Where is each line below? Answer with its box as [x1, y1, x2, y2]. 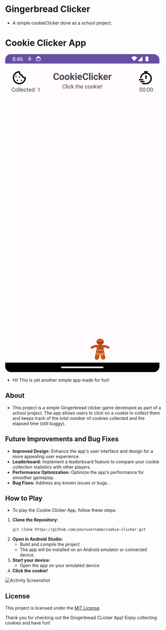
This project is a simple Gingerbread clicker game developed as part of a [12, 404, 161, 410]
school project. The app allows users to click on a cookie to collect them [12, 410, 160, 416]
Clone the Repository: [12, 517, 58, 523]
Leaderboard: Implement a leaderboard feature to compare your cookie [12, 459, 160, 465]
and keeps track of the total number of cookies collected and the [12, 415, 145, 421]
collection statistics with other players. [12, 464, 91, 470]
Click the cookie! [12, 568, 48, 574]
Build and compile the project [19, 542, 80, 548]
